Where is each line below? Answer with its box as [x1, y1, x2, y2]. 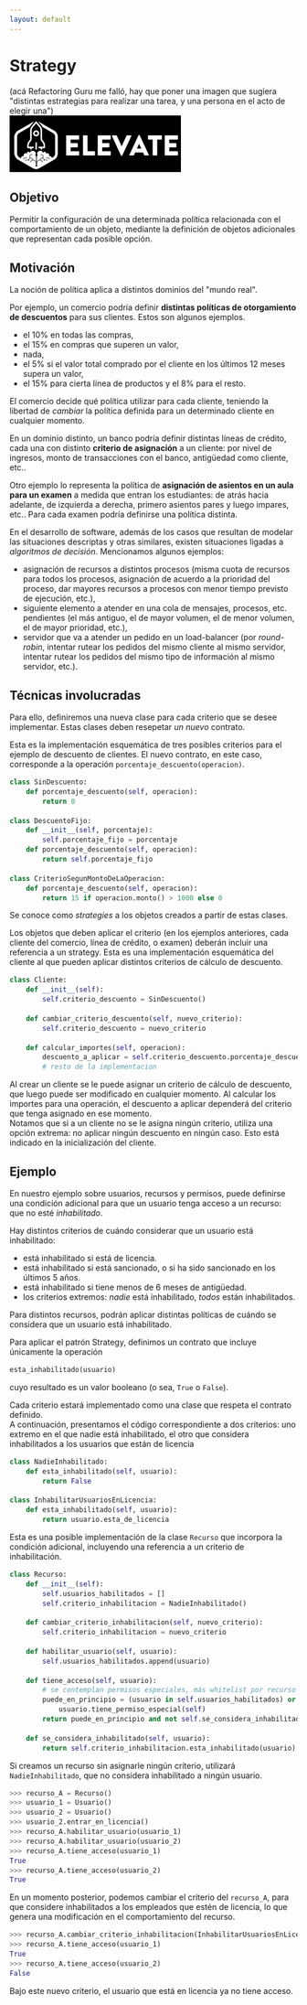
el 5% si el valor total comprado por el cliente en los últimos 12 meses [22, 359, 286, 370]
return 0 [42, 797, 76, 806]
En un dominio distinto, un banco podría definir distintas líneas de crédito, [9, 433, 287, 444]
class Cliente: [9, 975, 68, 985]
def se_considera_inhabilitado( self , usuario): [26, 1733, 210, 1742]
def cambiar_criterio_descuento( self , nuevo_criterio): [26, 1013, 244, 1024]
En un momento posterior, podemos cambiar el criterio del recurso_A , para [9, 1892, 290, 1903]
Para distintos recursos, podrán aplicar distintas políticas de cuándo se [9, 1309, 277, 1320]
